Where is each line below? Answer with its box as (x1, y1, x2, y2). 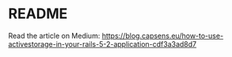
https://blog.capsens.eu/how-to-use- (101, 31, 224, 40)
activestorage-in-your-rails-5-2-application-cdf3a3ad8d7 (8, 39, 197, 48)
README (8, 5, 68, 23)
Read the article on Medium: (8, 31, 101, 40)
